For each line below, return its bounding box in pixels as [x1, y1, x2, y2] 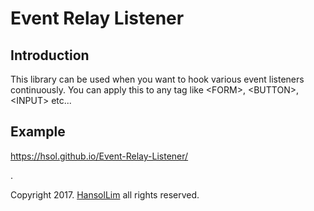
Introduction [10, 47, 90, 64]
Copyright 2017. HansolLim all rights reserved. [10, 188, 200, 201]
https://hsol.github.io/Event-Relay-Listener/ [10, 150, 189, 162]
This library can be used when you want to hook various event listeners [10, 73, 305, 85]
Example [10, 123, 66, 141]
